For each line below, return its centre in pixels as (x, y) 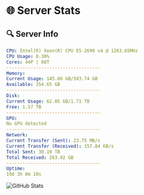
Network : (17, 135)
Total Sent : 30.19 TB (33, 152)
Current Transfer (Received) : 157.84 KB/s (60, 146)
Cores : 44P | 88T (28, 62)
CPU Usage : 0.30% (28, 56)
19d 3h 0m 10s (24, 174)
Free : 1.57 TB (24, 107)
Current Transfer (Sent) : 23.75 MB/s (53, 141)
